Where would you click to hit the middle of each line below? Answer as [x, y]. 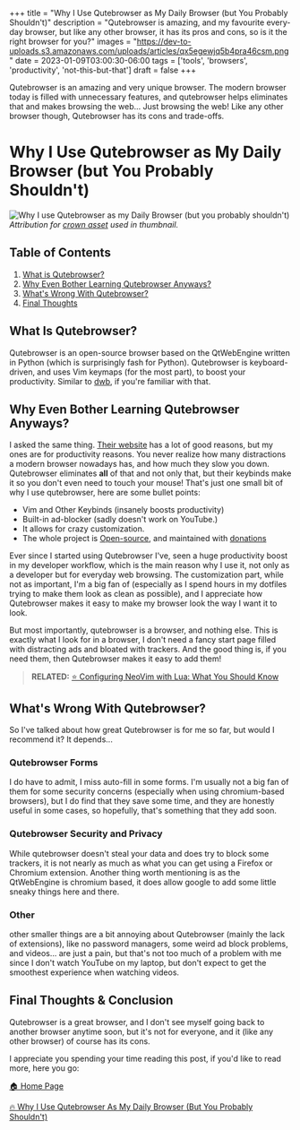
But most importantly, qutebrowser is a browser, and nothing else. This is [144, 630]
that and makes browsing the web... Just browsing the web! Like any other [146, 106]
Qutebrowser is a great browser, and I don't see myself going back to [137, 1022]
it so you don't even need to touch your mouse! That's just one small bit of [146, 483]
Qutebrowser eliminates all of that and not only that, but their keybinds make [150, 473]
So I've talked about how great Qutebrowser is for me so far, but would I [142, 730]
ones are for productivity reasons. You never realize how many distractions [148, 454]
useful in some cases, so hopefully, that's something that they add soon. [143, 811]
